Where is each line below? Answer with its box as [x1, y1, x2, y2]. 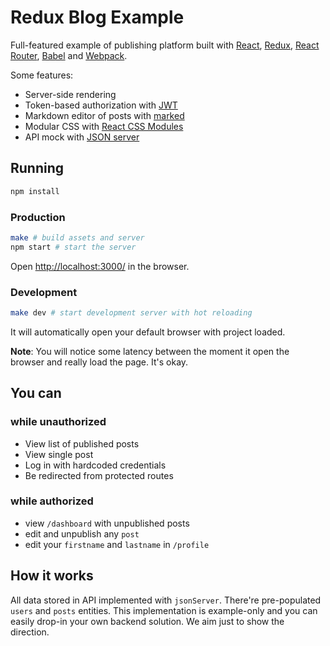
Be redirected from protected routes [24, 469, 174, 481]
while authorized [10, 494, 94, 508]
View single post [24, 448, 94, 460]
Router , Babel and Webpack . [10, 49, 128, 61]
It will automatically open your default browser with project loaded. [10, 326, 286, 338]
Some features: [10, 69, 74, 81]
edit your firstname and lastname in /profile [24, 538, 210, 550]
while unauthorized [10, 415, 107, 429]
